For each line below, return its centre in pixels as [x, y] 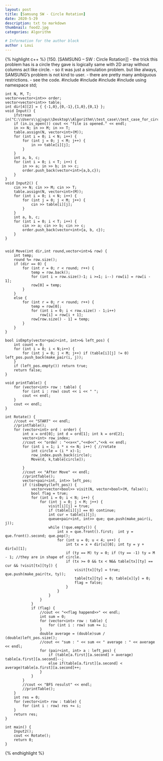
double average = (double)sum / [72, 634]
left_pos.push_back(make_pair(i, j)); [44, 357]
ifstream [23, 115]
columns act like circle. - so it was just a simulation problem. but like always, [81, 69]
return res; [26, 714]
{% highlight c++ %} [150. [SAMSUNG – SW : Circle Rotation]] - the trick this [81, 59]
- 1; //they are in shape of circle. [43, 557]
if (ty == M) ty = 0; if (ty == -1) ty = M [110, 553]
